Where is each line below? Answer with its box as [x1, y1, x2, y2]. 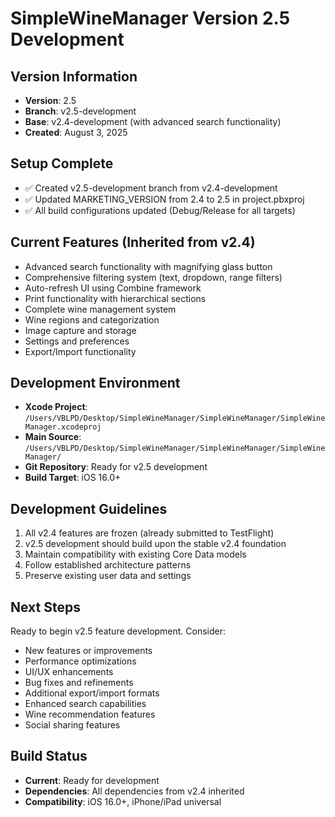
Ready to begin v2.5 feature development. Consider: [10, 625, 227, 637]
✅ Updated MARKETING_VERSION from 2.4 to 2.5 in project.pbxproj [24, 193, 305, 205]
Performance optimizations [24, 655, 137, 667]
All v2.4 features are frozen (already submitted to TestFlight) [24, 527, 275, 539]
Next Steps [10, 598, 81, 616]
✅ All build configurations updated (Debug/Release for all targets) [24, 204, 296, 216]
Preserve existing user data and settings [24, 570, 192, 582]
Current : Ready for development [24, 774, 160, 786]
